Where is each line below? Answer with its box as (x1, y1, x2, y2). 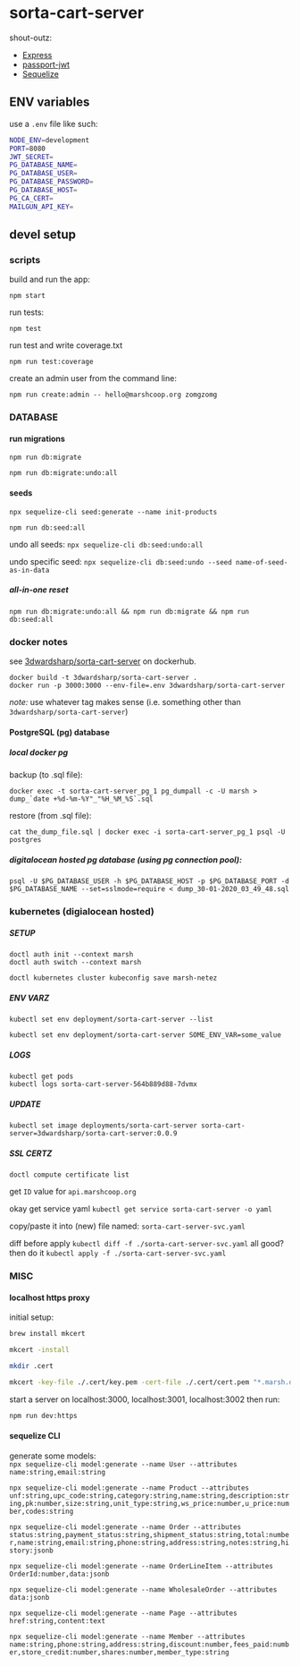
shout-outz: (9, 32, 53, 43)
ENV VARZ (9, 992, 50, 1003)
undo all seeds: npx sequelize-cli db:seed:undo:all (9, 539, 204, 549)
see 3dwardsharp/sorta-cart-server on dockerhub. (9, 656, 196, 667)
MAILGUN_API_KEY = (9, 202, 74, 211)
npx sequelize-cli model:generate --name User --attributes (9, 1459, 238, 1469)
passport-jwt (21, 59, 70, 70)
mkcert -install (9, 1346, 70, 1355)
